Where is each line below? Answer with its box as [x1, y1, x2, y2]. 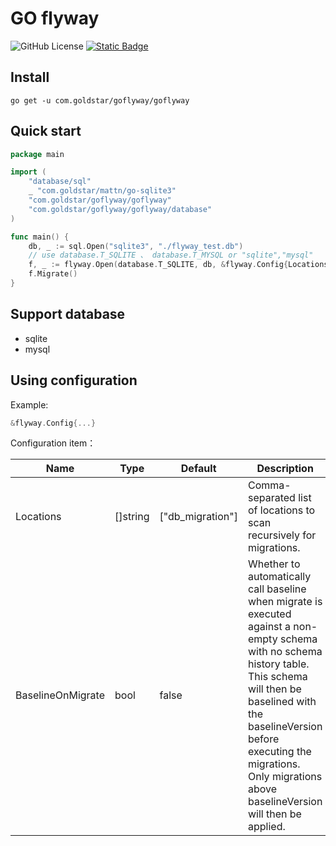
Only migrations [247, 770, 323, 784]
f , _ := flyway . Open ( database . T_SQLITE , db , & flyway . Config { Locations [28, 260, 329, 270]
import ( [10, 167, 47, 177]
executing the [247, 745, 312, 759]
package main [10, 149, 65, 159]
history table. [247, 657, 310, 671]
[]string [114, 510, 150, 524]
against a [247, 620, 292, 634]
